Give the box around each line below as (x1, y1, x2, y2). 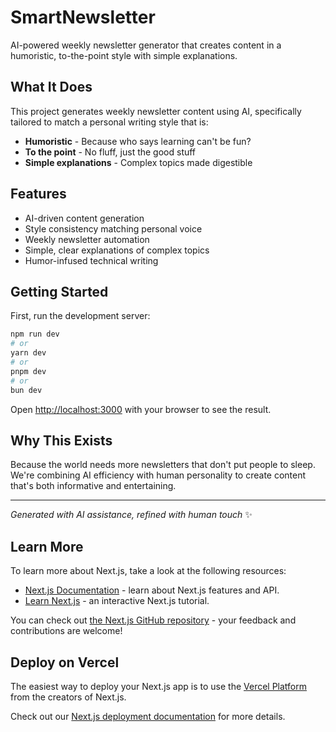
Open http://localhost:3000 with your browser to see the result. (10, 403, 272, 415)
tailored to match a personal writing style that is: (10, 116, 209, 128)
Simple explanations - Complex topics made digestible (24, 156, 253, 168)
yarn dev (10, 348, 47, 358)
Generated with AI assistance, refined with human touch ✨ (10, 509, 253, 521)
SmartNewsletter (10, 6, 156, 29)
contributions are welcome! (10, 625, 123, 637)
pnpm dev (10, 366, 47, 376)
